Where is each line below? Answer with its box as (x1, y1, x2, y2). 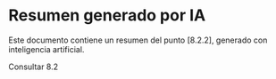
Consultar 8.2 (8, 61, 59, 72)
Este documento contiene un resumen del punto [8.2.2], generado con (8, 35, 268, 45)
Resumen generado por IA (8, 5, 206, 26)
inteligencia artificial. (8, 43, 85, 54)
